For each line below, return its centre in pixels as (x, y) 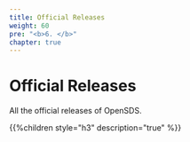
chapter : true (36, 42)
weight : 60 (29, 26)
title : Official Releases (57, 17)
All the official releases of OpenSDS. (75, 111)
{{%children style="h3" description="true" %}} (95, 128)
